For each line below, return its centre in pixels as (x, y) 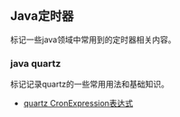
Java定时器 (42, 16)
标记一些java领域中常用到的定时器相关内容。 (93, 40)
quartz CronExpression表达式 (78, 103)
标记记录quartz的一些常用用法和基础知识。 (90, 85)
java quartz (36, 63)
